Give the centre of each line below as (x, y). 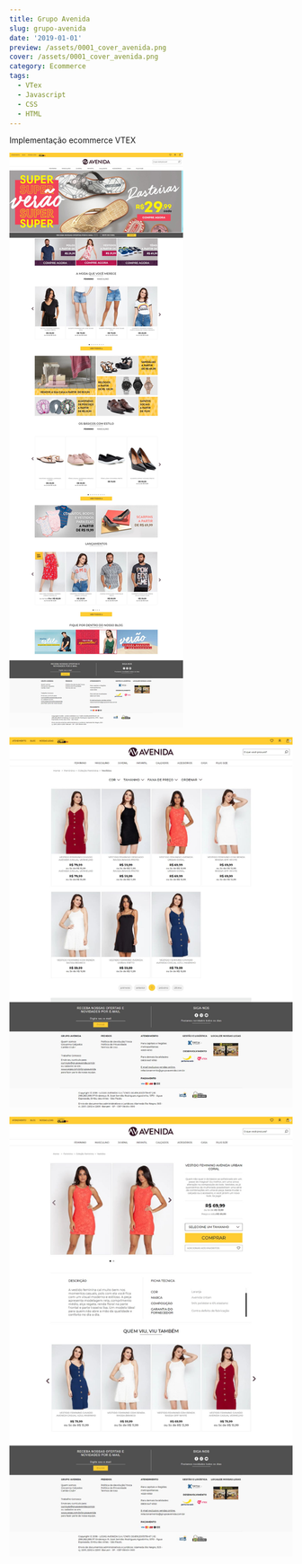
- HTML (30, 114)
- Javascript (42, 94)
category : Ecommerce (48, 66)
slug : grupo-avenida (48, 28)
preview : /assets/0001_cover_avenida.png (88, 48)
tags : (19, 76)
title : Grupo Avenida (50, 19)
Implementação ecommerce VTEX (73, 140)
